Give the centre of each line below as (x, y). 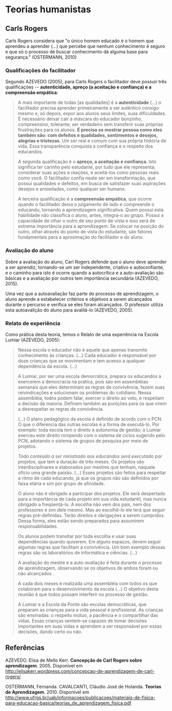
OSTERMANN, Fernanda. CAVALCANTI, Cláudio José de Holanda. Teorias (83, 686)
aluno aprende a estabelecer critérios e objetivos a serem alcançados (79, 299)
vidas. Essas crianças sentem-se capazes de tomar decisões (82, 621)
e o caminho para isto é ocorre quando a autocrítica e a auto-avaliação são (84, 272)
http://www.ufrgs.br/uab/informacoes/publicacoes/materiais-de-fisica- (80, 697)
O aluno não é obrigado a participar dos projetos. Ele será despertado (91, 493)
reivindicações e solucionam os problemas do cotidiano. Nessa (84, 392)
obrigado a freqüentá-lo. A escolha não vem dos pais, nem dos (84, 504)
